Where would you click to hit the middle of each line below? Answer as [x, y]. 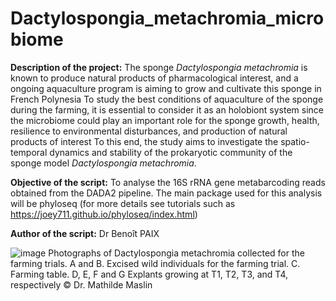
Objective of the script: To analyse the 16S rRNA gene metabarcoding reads [168, 182]
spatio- [295, 141]
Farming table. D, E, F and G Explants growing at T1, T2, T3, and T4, [149, 274]
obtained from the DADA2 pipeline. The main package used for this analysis [166, 193]
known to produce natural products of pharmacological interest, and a [154, 78]
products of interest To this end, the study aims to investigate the [144, 141]
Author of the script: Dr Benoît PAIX [85, 233]
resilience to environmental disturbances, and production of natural [149, 131]
